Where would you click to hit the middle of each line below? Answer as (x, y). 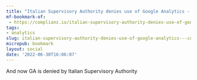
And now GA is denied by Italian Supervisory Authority (72, 71)
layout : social (25, 49)
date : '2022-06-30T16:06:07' (42, 54)
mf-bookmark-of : (26, 17)
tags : (13, 28)
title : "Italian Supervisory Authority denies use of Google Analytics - (98, 11)
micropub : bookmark (30, 44)
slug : (13, 38)
